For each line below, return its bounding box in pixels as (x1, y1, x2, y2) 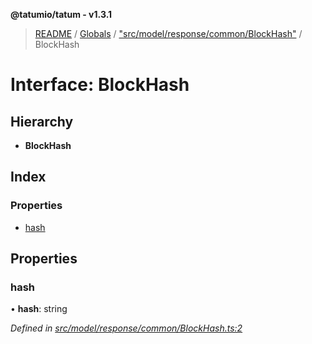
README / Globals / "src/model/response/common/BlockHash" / (34, 28, 303, 39)
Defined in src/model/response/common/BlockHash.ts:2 (10, 322, 243, 334)
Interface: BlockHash (10, 74, 190, 96)
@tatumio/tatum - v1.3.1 (10, 9, 113, 20)
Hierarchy (10, 113, 74, 130)
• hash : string (10, 303, 68, 315)
